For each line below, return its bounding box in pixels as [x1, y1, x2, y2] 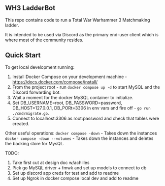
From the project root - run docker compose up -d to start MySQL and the [12, 84, 160, 90]
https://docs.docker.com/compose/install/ [12, 79, 98, 85]
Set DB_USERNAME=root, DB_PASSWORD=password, [12, 100, 122, 106]
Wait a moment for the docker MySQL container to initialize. [12, 94, 133, 100]
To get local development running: [5, 64, 75, 70]
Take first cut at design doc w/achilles [12, 159, 90, 165]
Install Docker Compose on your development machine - [12, 74, 127, 80]
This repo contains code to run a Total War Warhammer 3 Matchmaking [5, 17, 150, 23]
